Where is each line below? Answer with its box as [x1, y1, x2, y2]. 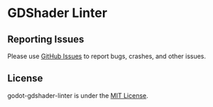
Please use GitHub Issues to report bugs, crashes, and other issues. [7, 52, 207, 60]
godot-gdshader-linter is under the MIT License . [7, 91, 149, 100]
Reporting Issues [7, 33, 84, 45]
